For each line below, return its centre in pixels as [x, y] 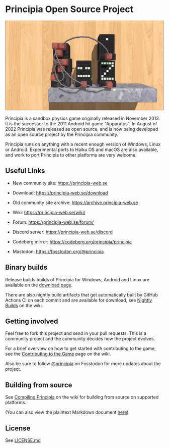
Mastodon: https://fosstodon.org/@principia [58, 252]
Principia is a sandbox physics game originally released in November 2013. [82, 118]
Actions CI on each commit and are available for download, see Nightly [79, 300]
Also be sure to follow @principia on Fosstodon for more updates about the [83, 364]
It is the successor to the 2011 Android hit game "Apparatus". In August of [81, 123]
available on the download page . [39, 285]
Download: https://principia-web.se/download [60, 192]
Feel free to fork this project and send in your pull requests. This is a [76, 333]
